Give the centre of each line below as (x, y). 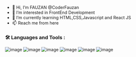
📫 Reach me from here (35, 23)
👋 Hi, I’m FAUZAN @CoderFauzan (45, 7)
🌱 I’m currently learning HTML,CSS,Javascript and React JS (72, 17)
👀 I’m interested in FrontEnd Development (53, 12)
